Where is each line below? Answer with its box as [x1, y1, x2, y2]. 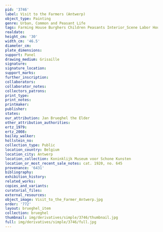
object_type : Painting [5, 16, 51, 21]
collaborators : [5, 79, 36, 84]
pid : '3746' [5, 7, 29, 12]
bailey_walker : [5, 134, 36, 139]
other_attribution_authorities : [5, 120, 70, 125]
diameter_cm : [5, 43, 32, 48]
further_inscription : [5, 75, 49, 80]
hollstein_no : [5, 138, 34, 143]
